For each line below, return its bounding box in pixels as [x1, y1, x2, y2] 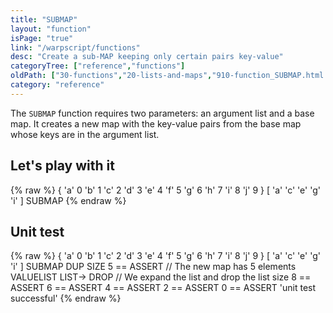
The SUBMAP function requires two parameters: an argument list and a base [10, 107, 315, 119]
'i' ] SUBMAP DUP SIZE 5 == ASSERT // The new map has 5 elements [10, 261, 297, 273]
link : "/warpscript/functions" [10, 42, 141, 53]
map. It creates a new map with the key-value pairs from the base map [10, 117, 302, 130]
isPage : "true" [10, 33, 74, 43]
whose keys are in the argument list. [10, 128, 160, 140]
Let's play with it [10, 157, 115, 175]
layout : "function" [10, 24, 92, 34]
